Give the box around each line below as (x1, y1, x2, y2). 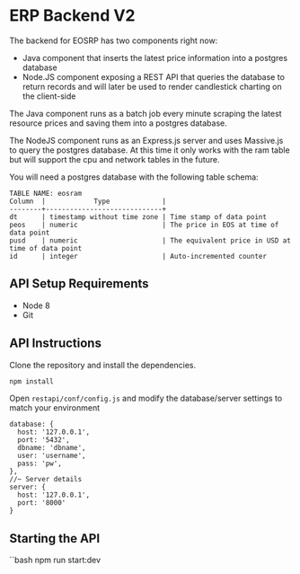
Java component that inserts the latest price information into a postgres (22, 52, 288, 63)
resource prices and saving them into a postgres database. (9, 118, 227, 128)
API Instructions (9, 336, 101, 351)
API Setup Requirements (9, 276, 150, 292)
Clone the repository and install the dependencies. (9, 359, 197, 370)
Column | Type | (9, 197, 167, 206)
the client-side (22, 91, 76, 102)
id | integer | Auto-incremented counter (9, 252, 268, 261)
